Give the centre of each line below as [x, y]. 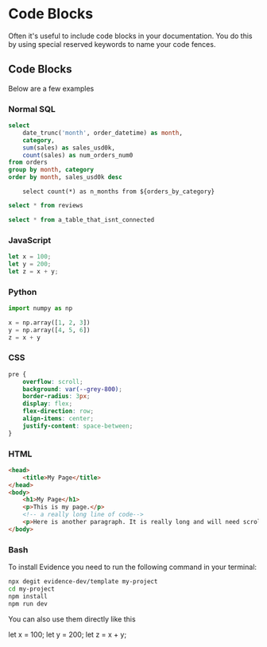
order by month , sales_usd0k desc [66, 177]
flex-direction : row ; [58, 411]
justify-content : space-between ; [78, 426]
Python [23, 292]
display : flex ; [48, 404]
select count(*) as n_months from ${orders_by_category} [119, 192]
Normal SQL [32, 109]
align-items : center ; [58, 419]
